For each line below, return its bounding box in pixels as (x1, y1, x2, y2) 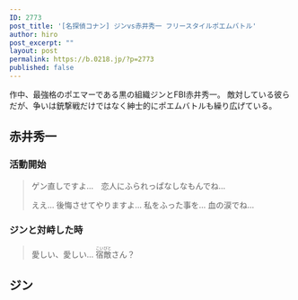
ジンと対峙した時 (9, 224, 83, 236)
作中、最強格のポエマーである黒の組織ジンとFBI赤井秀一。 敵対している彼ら (9, 89, 290, 100)
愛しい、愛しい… (31, 249, 94, 260)
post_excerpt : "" (9, 38, 74, 48)
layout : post (9, 47, 58, 56)
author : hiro (9, 30, 58, 39)
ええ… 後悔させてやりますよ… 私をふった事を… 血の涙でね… (31, 199, 255, 210)
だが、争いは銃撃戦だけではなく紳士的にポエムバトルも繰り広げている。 (9, 100, 277, 110)
